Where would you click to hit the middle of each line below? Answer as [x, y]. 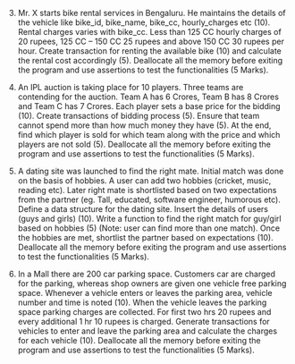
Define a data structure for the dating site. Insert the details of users [143, 209]
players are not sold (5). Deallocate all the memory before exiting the [144, 144]
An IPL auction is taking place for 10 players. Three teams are [131, 87]
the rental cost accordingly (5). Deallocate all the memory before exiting [150, 60]
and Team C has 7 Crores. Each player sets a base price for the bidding [149, 106]
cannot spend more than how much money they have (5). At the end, [144, 125]
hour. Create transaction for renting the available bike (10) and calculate [149, 51]
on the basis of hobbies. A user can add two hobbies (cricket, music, [144, 181]
